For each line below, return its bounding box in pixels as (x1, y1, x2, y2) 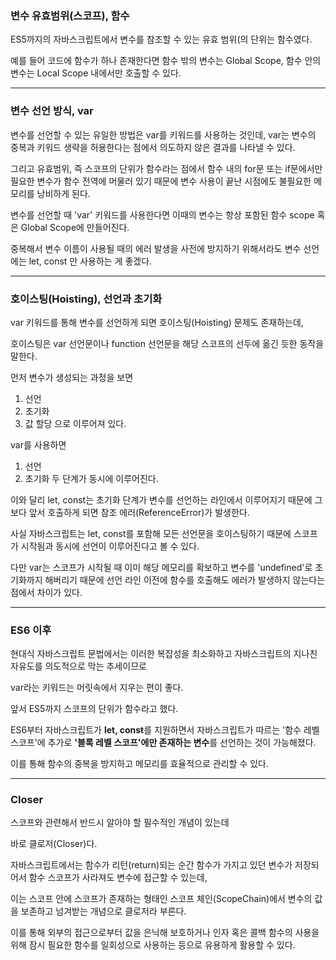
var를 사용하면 (10, 438, 67, 451)
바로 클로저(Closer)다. (10, 838, 98, 850)
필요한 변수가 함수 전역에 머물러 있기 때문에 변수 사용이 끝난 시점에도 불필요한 (10, 175, 312, 187)
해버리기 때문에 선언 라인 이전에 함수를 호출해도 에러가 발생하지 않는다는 (44, 573, 326, 586)
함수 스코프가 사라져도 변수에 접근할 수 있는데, (28, 872, 208, 884)
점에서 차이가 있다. (10, 586, 83, 598)
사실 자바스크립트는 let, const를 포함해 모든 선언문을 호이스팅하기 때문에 (10, 527, 292, 539)
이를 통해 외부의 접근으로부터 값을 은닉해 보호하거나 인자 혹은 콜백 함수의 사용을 (10, 927, 320, 939)
